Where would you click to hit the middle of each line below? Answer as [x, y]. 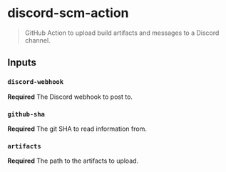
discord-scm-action [68, 13]
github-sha [26, 114]
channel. [38, 40]
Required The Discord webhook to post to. [70, 97]
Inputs [22, 63]
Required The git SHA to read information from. [77, 129]
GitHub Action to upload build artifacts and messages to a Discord [122, 33]
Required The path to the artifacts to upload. [73, 161]
